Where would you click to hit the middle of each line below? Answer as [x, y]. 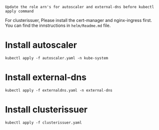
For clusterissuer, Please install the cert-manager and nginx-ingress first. [79, 20]
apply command [20, 11]
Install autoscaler [41, 45]
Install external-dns [46, 77]
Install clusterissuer [46, 110]
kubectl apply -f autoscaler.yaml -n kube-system [57, 58]
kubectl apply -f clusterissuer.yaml [44, 122]
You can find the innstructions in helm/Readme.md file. [58, 25]
